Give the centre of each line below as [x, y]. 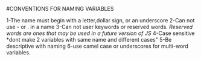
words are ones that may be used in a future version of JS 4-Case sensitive [101, 33]
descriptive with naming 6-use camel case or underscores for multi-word [97, 46]
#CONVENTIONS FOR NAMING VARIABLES [60, 9]
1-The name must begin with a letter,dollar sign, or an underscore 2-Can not [101, 20]
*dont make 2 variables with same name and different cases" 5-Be [89, 40]
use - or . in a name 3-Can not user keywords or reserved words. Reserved [100, 27]
